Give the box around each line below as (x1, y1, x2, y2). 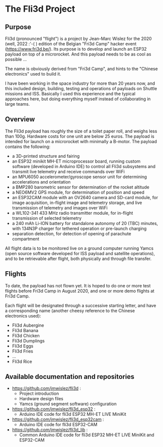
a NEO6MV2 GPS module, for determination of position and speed (12, 189, 145, 195)
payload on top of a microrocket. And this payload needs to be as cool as (5, 51, 151, 57)
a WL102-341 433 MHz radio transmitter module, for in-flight (12, 210, 133, 216)
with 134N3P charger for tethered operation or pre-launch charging (12, 225, 147, 231)
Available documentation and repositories (5, 372, 134, 381)
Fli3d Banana (12, 327, 39, 333)
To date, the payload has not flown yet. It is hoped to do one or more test (5, 282, 151, 288)
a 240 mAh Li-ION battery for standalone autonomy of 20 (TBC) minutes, (12, 220, 158, 226)
